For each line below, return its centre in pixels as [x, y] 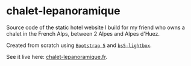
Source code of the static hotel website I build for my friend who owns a [96, 27]
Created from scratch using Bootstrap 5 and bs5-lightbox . [79, 45]
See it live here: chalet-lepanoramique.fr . [57, 56]
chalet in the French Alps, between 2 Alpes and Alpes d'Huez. [83, 33]
